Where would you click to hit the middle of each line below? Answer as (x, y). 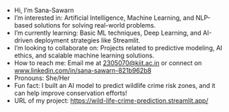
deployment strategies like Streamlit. (87, 40)
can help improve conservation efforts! (70, 93)
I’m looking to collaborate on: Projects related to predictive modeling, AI (118, 48)
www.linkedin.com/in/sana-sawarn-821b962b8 (83, 71)
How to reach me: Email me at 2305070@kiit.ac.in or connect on (108, 63)
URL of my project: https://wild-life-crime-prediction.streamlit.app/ (111, 101)
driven (23, 40)
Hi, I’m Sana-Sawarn (44, 10)
